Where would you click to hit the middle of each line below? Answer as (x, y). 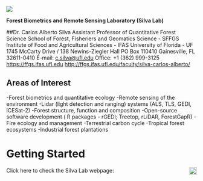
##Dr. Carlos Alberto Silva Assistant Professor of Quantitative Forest (91, 32)
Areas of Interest (39, 83)
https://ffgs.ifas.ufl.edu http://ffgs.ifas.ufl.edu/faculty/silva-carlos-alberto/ (98, 64)
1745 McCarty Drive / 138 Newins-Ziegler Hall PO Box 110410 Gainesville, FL (101, 51)
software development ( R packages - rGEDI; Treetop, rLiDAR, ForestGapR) (99, 117)
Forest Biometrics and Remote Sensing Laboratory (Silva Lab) (85, 20)
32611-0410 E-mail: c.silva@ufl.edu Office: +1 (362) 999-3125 (83, 58)
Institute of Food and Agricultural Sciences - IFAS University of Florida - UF (100, 45)
